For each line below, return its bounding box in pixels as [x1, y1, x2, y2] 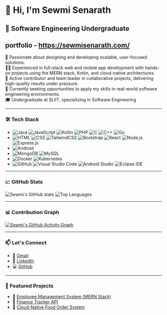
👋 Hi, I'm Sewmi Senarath [5, 4, 111, 16]
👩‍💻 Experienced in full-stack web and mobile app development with [5, 65, 144, 71]
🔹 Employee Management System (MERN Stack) [12, 293, 112, 300]
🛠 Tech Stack [5, 116, 39, 123]
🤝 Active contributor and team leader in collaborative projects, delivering [5, 76, 154, 81]
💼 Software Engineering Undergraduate [5, 24, 130, 33]
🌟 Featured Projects [5, 282, 54, 289]
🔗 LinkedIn [12, 258, 34, 264]
